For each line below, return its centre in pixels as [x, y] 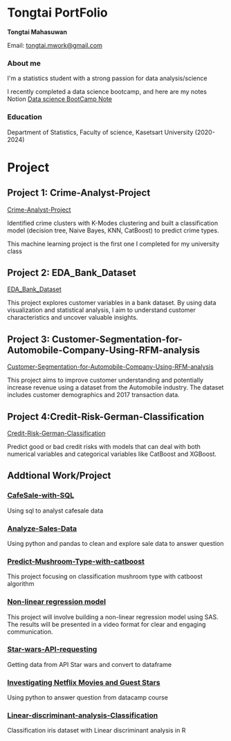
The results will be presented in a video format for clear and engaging [107, 624]
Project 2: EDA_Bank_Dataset [72, 272]
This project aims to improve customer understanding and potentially [105, 380]
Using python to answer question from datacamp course [87, 697]
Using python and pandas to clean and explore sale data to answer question [115, 543]
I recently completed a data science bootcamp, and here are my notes [107, 92]
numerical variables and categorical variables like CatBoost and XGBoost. [112, 454]
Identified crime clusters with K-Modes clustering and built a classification [113, 223]
